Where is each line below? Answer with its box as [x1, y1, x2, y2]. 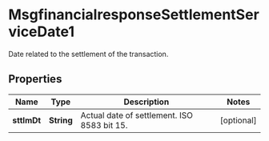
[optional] [219, 115, 257, 126]
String [48, 115, 74, 126]
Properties [8, 72, 62, 86]
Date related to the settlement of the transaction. [8, 49, 169, 58]
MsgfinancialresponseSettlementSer [8, 6, 260, 24]
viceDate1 [8, 22, 74, 41]
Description [123, 96, 170, 107]
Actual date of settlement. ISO [80, 110, 194, 121]
